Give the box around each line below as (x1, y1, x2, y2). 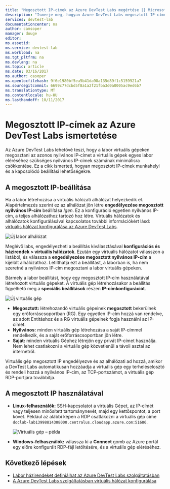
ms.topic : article (5, 64, 44, 69)
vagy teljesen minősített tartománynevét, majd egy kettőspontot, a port (12, 408, 160, 414)
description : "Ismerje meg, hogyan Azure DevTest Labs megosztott (5, 12, 148, 17)
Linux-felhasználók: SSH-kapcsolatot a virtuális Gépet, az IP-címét (12, 403, 154, 409)
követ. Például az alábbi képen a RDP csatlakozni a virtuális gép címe (12, 413, 157, 419)
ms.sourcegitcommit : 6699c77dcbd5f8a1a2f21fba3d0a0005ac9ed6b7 (5, 83, 142, 88)
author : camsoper (5, 26, 42, 32)
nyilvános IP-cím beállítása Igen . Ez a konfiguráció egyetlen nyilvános (5, 207, 152, 213)
